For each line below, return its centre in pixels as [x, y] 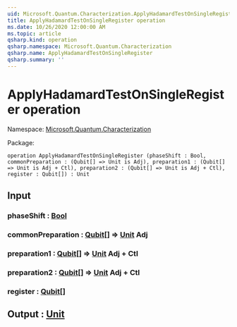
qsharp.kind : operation [42, 40]
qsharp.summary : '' [36, 60]
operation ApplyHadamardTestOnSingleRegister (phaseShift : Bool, [107, 156]
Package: [21, 142]
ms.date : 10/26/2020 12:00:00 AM [56, 27]
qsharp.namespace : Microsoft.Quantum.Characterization [90, 47]
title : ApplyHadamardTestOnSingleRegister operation [86, 20]
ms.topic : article [34, 33]
